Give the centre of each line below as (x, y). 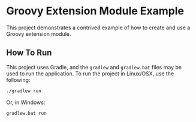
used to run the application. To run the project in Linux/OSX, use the (90, 74)
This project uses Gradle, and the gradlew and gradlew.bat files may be (94, 67)
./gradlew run (24, 91)
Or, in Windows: (26, 102)
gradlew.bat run (26, 113)
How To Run (29, 53)
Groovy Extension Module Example (95, 11)
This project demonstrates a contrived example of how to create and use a (98, 28)
